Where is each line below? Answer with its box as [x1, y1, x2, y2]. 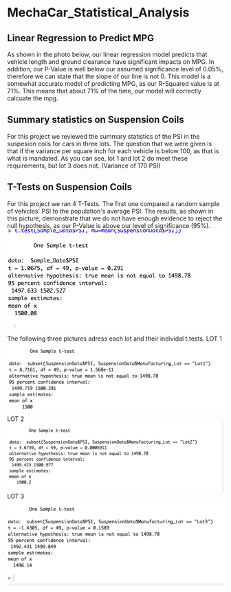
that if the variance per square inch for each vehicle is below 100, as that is [7, 146, 219, 155]
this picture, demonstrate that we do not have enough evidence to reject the [7, 214, 223, 223]
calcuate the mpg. [7, 94, 58, 102]
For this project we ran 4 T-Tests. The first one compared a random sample [7, 199, 220, 207]
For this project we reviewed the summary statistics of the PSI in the [7, 132, 200, 140]
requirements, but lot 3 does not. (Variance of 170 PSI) [7, 161, 161, 170]
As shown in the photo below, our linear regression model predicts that [7, 50, 208, 58]
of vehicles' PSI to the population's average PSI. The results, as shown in [7, 207, 214, 215]
